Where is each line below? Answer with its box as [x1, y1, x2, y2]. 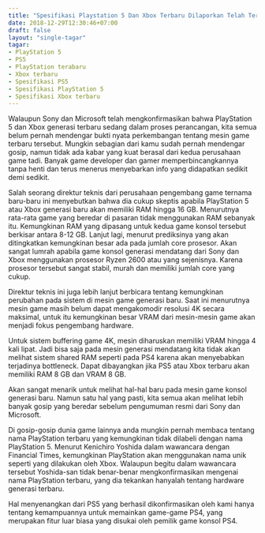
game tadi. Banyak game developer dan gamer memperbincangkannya [8, 156, 239, 166]
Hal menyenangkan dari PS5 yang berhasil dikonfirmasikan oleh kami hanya [8, 499, 255, 509]
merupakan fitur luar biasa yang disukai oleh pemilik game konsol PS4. [8, 516, 238, 526]
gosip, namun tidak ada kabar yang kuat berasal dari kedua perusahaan [8, 148, 241, 157]
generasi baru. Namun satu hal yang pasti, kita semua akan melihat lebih [8, 393, 244, 403]
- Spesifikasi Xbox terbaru [8, 92, 101, 100]
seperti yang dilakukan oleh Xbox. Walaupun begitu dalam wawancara [8, 459, 237, 468]
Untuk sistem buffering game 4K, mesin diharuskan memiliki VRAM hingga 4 [8, 336, 256, 346]
